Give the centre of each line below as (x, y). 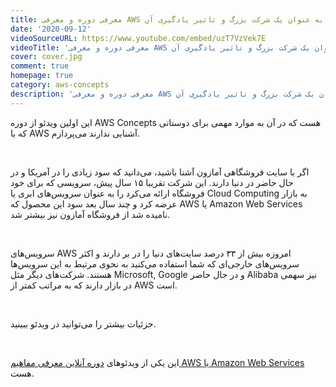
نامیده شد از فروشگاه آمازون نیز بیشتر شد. (90, 214)
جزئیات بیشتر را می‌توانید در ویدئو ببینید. (83, 323)
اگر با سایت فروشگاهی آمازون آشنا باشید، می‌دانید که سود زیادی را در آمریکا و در (160, 172)
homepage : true (42, 76)
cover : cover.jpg (46, 57)
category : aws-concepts (60, 85)
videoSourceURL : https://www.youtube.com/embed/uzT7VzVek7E (138, 38)
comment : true (40, 66)
